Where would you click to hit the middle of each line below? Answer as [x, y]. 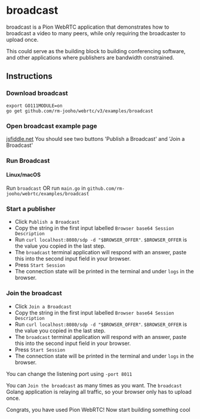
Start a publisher [31, 208]
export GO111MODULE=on [34, 106]
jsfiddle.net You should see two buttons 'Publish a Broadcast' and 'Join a [96, 138]
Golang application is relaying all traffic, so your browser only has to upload [99, 392]
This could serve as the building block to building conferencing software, [96, 51]
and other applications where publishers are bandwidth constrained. [90, 57]
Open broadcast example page [52, 126]
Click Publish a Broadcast [47, 222]
